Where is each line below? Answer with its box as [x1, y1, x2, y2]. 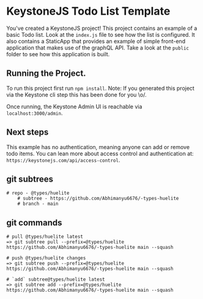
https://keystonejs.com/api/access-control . [6, 156, 120, 163]
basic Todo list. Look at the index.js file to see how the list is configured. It [6, 31, 196, 38]
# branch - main [17, 201, 59, 207]
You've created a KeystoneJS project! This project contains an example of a [6, 24, 197, 32]
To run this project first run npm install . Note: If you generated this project [6, 84, 194, 92]
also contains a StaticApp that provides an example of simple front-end [6, 37, 185, 45]
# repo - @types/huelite [6, 190, 70, 196]
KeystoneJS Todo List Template [6, 4, 171, 18]
